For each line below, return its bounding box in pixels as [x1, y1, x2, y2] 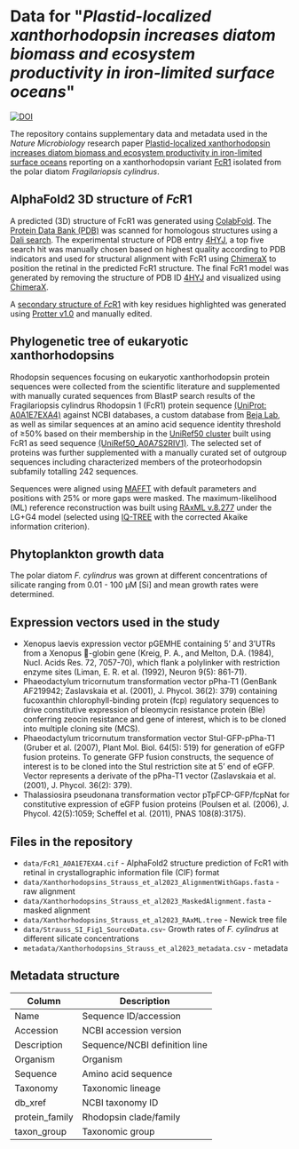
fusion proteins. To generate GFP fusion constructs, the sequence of [22, 752, 274, 762]
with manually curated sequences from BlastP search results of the [10, 390, 256, 401]
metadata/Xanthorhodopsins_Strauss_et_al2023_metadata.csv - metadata [22, 943, 288, 953]
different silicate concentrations [22, 933, 140, 944]
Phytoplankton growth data [10, 547, 165, 562]
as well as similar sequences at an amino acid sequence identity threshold [10, 419, 282, 429]
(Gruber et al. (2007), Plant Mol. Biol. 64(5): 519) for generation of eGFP [22, 742, 285, 753]
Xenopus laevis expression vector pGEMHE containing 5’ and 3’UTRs [22, 638, 276, 650]
